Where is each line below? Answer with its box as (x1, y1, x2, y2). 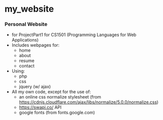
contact (19, 63, 35, 69)
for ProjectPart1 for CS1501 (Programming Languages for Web (11, 32, 137, 38)
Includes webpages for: (11, 42, 60, 48)
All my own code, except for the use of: (11, 89, 92, 95)
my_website (4, 3, 54, 15)
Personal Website (4, 21, 47, 28)
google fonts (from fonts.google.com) (19, 110, 95, 116)
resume (19, 58, 35, 64)
